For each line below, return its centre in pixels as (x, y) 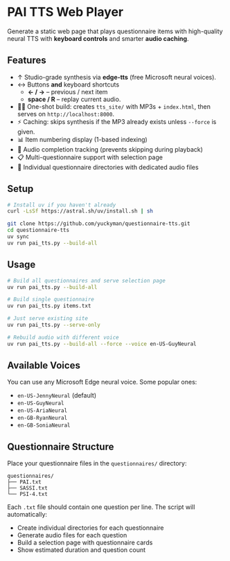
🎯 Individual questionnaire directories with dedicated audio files (108, 167)
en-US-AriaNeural (42, 411)
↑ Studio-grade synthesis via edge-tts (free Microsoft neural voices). (117, 77)
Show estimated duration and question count (81, 550)
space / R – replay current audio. (74, 99)
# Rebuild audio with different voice (63, 337)
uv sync (18, 237)
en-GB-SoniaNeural (44, 426)
